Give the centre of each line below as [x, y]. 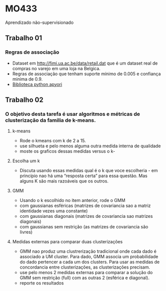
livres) [26, 232]
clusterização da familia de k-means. [51, 120]
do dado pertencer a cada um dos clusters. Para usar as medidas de [90, 262]
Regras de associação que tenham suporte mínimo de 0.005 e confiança [86, 74]
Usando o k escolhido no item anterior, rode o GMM [72, 200]
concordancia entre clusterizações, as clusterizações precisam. [85, 267]
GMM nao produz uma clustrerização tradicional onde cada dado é [88, 251]
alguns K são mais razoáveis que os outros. [64, 181]
